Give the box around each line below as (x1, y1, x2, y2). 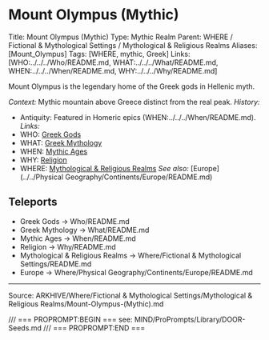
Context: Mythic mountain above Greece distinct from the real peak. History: (8, 97, 260, 106)
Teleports (8, 195, 58, 209)
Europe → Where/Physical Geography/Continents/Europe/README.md (19, 267, 254, 277)
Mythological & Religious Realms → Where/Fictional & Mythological (19, 250, 242, 260)
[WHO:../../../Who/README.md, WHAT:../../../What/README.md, (8, 58, 219, 67)
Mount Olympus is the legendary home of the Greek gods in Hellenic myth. (8, 82, 255, 91)
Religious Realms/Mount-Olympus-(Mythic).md (8, 298, 164, 309)
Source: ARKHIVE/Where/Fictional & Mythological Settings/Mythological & (8, 290, 253, 300)
